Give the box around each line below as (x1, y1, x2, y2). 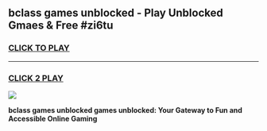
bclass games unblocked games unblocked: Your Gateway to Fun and (8, 105, 242, 114)
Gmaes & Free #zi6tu (8, 19, 114, 33)
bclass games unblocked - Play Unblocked (8, 6, 224, 20)
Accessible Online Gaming (8, 114, 98, 123)
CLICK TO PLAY (8, 43, 70, 54)
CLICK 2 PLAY (8, 72, 64, 83)
